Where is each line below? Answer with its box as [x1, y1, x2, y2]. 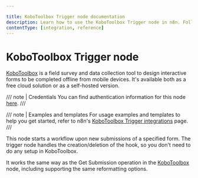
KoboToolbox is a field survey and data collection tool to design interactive [6, 70, 187, 77]
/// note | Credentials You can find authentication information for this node [6, 94, 186, 101]
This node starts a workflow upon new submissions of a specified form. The [6, 135, 191, 142]
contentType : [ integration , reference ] [6, 25, 104, 31]
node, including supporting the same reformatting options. [6, 166, 148, 173]
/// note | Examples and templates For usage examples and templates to [6, 111, 181, 118]
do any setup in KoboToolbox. [6, 148, 78, 155]
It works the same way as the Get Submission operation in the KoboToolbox [6, 159, 190, 166]
